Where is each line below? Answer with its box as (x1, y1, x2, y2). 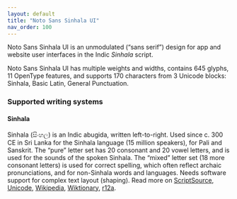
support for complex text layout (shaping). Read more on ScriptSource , (7, 176, 214, 184)
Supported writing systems (7, 97, 104, 107)
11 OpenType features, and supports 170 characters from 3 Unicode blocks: (7, 72, 226, 80)
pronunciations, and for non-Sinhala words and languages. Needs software (7, 168, 226, 177)
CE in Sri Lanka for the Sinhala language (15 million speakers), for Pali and (7, 138, 223, 147)
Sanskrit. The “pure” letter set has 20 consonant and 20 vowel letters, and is (7, 146, 230, 154)
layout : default (7, 10, 55, 18)
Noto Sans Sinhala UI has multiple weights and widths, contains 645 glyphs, (7, 64, 229, 73)
